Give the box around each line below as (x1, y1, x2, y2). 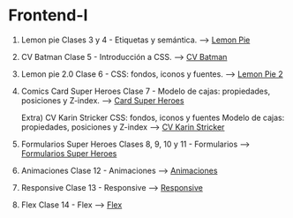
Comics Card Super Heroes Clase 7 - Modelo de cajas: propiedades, (20, 86, 271, 96)
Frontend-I (8, 5, 88, 26)
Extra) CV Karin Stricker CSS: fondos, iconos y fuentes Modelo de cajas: (20, 112, 285, 123)
